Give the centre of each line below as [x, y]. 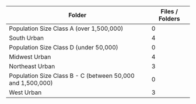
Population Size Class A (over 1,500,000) [66, 28]
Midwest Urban [30, 57]
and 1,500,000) [31, 83]
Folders [169, 19]
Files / [169, 11]
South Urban [26, 38]
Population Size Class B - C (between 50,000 [72, 76]
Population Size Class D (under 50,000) [64, 47]
